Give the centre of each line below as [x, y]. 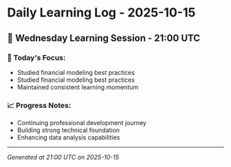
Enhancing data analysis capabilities [68, 137]
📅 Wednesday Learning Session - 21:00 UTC [104, 38]
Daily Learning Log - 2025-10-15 [101, 13]
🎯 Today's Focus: [36, 58]
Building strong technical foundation [68, 130]
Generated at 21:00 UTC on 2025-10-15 [63, 157]
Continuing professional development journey [81, 123]
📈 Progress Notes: [39, 105]
